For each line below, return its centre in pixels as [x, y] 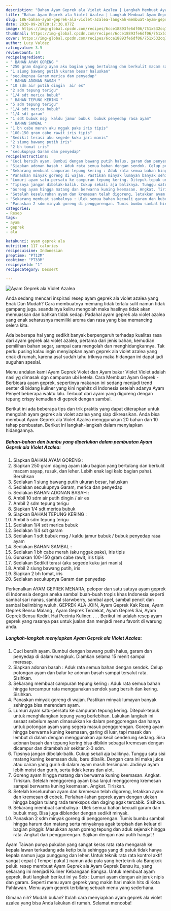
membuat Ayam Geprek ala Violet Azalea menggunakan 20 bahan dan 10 [82, 419]
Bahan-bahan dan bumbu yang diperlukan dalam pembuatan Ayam [79, 442]
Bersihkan [24, 476]
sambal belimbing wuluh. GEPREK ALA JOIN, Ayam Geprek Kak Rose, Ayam [85, 605]
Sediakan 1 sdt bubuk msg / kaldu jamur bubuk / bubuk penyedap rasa [87, 536]
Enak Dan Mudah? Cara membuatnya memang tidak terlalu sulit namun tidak [85, 303]
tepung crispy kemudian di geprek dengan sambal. [59, 399]
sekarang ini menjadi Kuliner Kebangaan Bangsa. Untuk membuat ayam [80, 871]
